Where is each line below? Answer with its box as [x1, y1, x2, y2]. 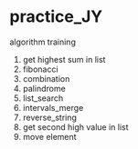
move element [22, 131, 77, 142]
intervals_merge [22, 102, 84, 113]
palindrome [22, 83, 66, 94]
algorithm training [9, 36, 76, 47]
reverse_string [22, 112, 78, 123]
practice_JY [9, 6, 103, 27]
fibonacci [22, 64, 58, 74]
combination [22, 73, 70, 84]
